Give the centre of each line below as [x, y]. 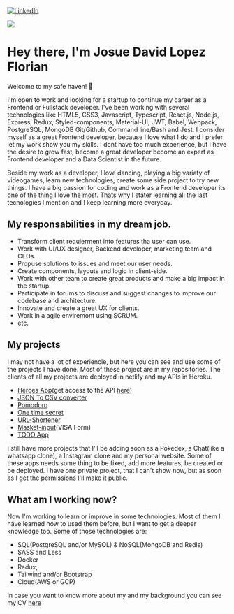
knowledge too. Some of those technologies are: [77, 532]
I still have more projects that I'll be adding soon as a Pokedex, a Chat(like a [116, 448]
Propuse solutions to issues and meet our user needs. [95, 263]
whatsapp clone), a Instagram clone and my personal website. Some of [109, 455]
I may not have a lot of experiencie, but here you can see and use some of [114, 361]
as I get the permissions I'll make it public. [67, 478]
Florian [28, 67]
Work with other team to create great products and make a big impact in [121, 278]
